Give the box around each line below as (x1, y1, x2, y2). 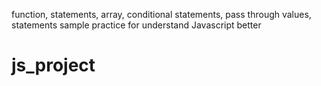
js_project (11, 54, 96, 77)
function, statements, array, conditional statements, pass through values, (11, 9, 312, 20)
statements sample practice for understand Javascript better (11, 19, 262, 31)
